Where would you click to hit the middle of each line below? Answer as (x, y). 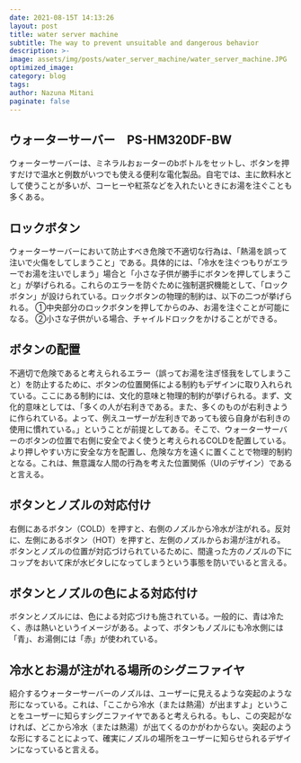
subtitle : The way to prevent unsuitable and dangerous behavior (134, 43)
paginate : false (40, 101)
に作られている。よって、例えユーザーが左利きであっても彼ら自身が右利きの (150, 418)
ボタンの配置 (45, 350)
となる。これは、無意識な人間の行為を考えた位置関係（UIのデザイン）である (151, 463)
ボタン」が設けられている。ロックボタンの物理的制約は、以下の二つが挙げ (147, 296)
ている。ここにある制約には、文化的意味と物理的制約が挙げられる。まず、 (147, 395)
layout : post (34, 26)
